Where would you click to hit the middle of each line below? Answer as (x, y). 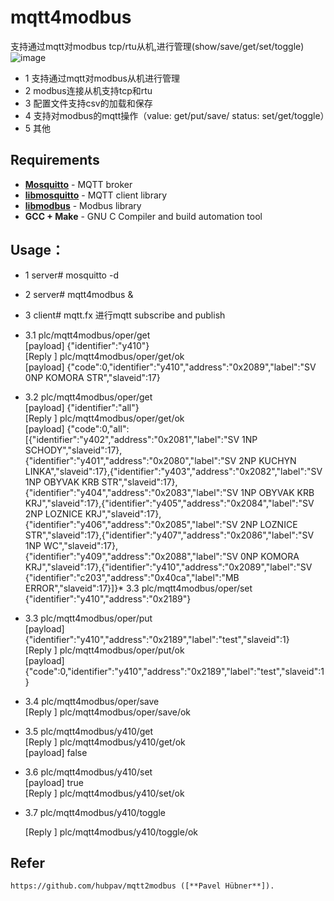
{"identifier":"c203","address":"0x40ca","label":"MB (132, 577)
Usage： (37, 250)
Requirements (55, 160)
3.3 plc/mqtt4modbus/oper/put (88, 618)
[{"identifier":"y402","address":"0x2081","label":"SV (132, 439)
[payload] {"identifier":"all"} (82, 407)
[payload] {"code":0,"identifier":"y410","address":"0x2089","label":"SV (170, 367)
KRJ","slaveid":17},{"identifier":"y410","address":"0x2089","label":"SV (168, 567)
